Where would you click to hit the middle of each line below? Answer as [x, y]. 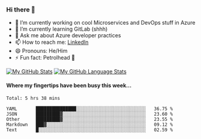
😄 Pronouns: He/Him [41, 51]
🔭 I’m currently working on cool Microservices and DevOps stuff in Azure [105, 23]
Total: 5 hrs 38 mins [33, 98]
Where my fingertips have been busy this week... [69, 85]
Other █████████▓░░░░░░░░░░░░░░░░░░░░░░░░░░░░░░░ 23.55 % [89, 119]
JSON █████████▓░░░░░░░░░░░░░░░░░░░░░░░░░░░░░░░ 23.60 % [89, 114]
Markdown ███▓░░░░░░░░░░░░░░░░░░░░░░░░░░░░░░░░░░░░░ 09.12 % [89, 125]
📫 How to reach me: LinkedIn [52, 42]
